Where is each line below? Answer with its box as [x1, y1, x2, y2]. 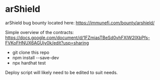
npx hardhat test [12, 60, 46, 66]
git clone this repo [12, 49, 50, 55]
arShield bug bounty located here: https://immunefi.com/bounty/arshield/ [5, 20, 155, 26]
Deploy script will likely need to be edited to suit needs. [5, 69, 118, 75]
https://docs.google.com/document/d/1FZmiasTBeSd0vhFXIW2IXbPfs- [5, 35, 150, 40]
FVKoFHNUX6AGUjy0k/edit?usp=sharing [5, 40, 89, 45]
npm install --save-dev [12, 54, 59, 60]
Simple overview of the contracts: [5, 29, 74, 35]
